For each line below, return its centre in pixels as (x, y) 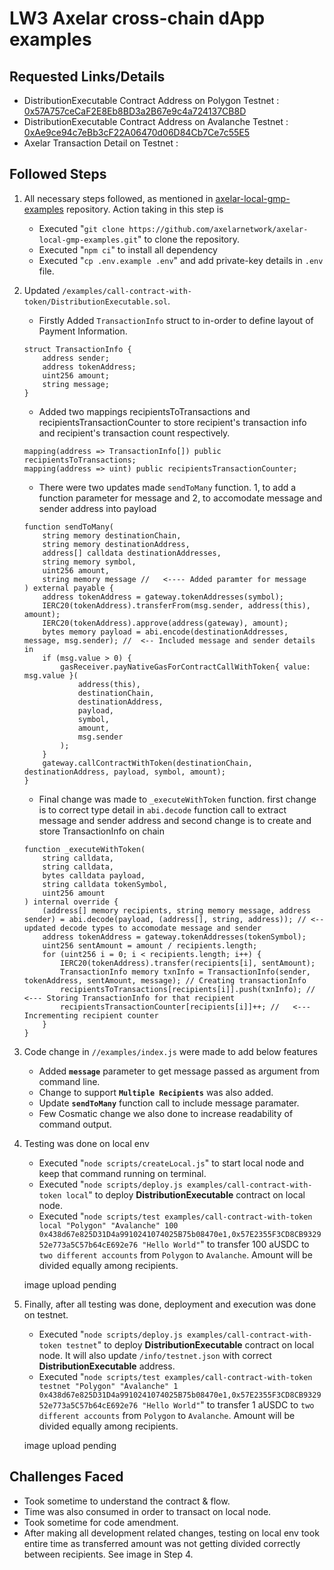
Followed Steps (58, 174)
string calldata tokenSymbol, (105, 884)
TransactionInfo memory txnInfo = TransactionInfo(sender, (185, 972)
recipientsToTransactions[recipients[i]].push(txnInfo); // (188, 989)
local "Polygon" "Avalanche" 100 (108, 1225)
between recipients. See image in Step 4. (108, 1554)
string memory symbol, (89, 562)
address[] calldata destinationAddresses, (132, 553)
